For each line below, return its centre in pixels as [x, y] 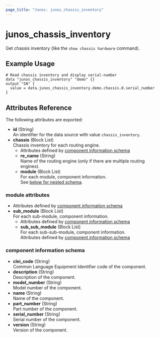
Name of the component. [38, 298]
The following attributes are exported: [44, 120]
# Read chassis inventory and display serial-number [61, 75]
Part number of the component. [45, 309]
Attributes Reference [39, 108]
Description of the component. [44, 277]
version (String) [29, 325]
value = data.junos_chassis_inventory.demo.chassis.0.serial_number [82, 88]
